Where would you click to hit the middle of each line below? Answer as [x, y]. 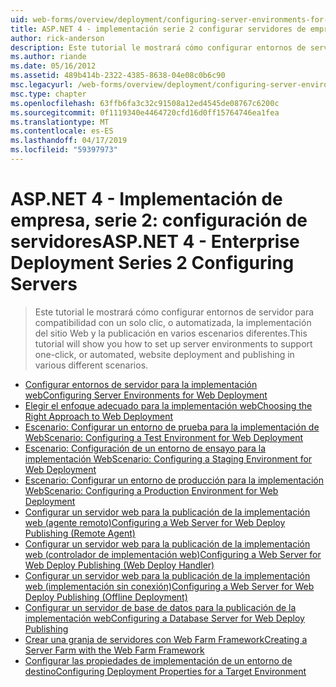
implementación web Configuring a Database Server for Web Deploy [164, 618]
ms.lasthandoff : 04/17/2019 [69, 141]
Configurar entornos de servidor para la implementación [141, 384]
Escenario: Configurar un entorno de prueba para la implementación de [172, 427]
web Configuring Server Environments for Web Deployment [146, 395]
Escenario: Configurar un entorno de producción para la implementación [174, 480]
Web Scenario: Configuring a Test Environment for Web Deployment [164, 437]
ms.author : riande [48, 57]
